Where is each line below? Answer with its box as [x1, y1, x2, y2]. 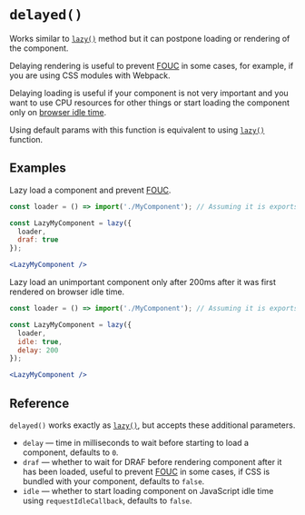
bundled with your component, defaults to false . [22, 475, 205, 487]
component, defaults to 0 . [22, 447, 119, 458]
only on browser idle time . [9, 106, 107, 117]
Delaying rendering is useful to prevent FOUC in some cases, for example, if [9, 60, 294, 71]
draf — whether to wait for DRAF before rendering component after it [22, 456, 282, 467]
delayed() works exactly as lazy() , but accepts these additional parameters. [9, 420, 296, 431]
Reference [9, 395, 70, 411]
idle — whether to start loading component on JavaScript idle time [22, 485, 274, 496]
